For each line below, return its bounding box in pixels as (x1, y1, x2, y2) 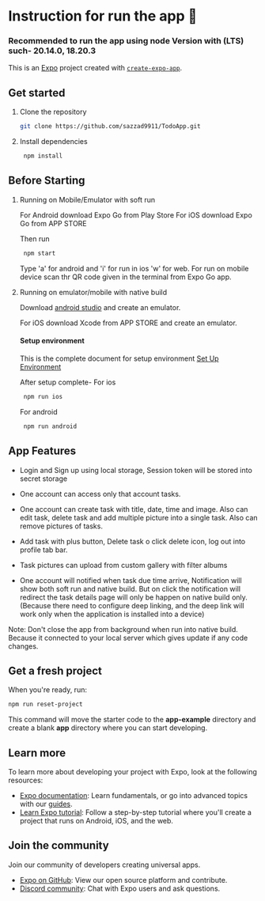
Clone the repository (19, 107, 87, 117)
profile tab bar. (19, 545, 68, 555)
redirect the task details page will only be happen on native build (19, 592, 231, 602)
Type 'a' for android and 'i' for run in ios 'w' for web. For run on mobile (19, 263, 249, 273)
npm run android (23, 422, 78, 430)
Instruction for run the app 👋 (8, 7, 198, 25)
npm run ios (23, 392, 63, 400)
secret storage (19, 474, 68, 483)
